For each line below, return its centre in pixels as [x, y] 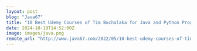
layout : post [22, 11]
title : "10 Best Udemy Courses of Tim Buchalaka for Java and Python [93, 22]
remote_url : [21, 39]
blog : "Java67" [25, 17]
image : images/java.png [35, 33]
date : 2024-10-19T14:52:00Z [40, 28]
